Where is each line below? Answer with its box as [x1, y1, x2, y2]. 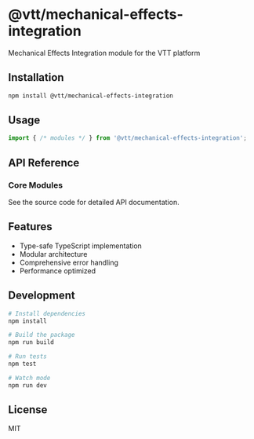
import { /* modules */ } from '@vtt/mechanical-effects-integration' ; [8, 134, 247, 142]
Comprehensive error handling [19, 258, 119, 267]
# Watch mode [8, 374, 51, 382]
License [8, 403, 48, 417]
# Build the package [8, 331, 76, 339]
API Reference [8, 155, 80, 170]
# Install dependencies [8, 309, 86, 317]
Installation [8, 71, 64, 84]
